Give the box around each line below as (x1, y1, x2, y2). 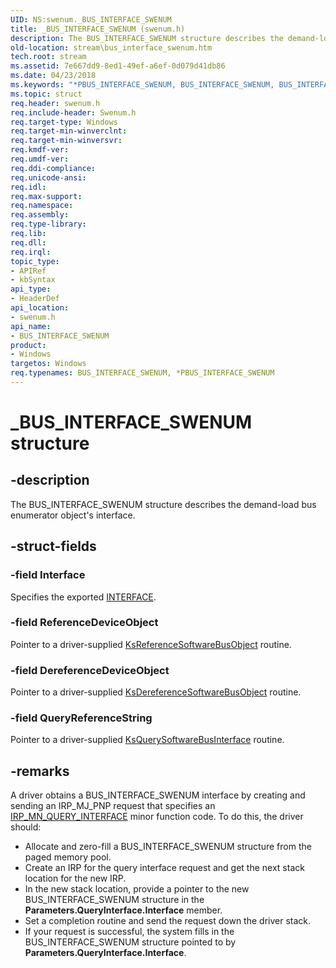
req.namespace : (10, 201, 74, 211)
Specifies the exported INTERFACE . (10, 591, 157, 603)
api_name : (10, 321, 52, 331)
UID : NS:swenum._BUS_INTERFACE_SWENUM (10, 14, 172, 25)
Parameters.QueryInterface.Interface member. (24, 904, 223, 916)
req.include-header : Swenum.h (10, 107, 137, 118)
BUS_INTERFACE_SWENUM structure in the (24, 894, 205, 906)
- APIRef (10, 266, 47, 276)
